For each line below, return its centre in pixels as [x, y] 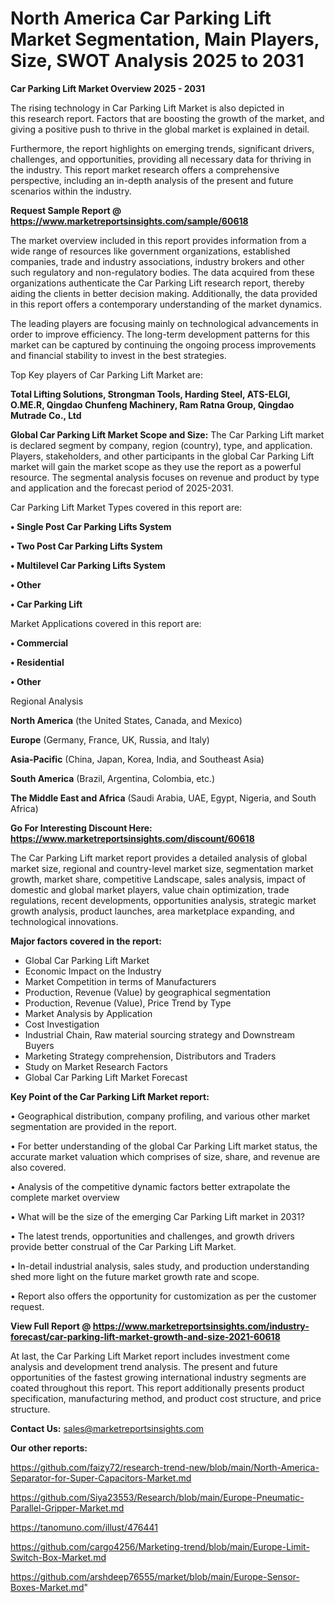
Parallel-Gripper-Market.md [67, 1508]
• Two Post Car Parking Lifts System [86, 546]
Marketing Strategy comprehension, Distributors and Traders [150, 1056]
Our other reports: [49, 1448]
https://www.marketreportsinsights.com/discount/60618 [132, 838]
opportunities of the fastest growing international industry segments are [158, 1377]
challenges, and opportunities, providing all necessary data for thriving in [161, 159]
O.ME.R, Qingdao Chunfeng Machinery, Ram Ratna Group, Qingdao [152, 404]
